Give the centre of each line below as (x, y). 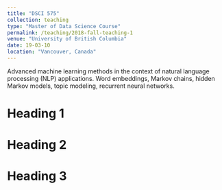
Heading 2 (37, 145)
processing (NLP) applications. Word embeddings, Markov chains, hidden (111, 78)
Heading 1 (36, 114)
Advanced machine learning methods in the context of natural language (109, 71)
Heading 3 (37, 176)
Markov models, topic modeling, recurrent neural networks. (91, 86)
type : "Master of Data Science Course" (64, 26)
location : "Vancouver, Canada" (52, 52)
